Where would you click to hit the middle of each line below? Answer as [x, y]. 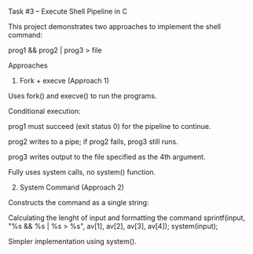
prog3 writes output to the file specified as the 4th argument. [107, 157]
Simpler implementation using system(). [73, 241]
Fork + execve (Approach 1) [64, 81]
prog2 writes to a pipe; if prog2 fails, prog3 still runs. [93, 142]
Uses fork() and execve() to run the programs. [82, 96]
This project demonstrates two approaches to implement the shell [115, 26]
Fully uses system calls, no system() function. [82, 172]
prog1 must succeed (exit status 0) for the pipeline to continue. [110, 126]
